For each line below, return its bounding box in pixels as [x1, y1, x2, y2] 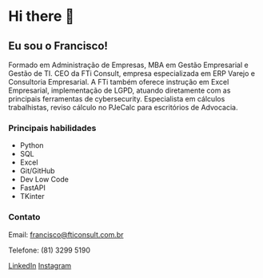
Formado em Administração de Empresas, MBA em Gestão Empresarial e [8, 60, 249, 69]
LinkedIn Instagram [8, 260, 72, 270]
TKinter [19, 192, 45, 201]
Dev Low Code [19, 175, 70, 185]
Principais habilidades [8, 122, 97, 133]
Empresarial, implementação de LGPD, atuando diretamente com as [8, 85, 231, 95]
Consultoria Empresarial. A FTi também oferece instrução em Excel [8, 77, 229, 86]
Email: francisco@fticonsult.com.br [8, 229, 124, 239]
